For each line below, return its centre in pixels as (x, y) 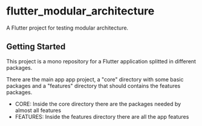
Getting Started (36, 47)
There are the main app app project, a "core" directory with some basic (95, 79)
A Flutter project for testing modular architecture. (67, 28)
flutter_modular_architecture (80, 11)
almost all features (38, 110)
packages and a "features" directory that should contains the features (93, 86)
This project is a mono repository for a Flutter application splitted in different (101, 61)
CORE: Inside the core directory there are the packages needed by (98, 104)
